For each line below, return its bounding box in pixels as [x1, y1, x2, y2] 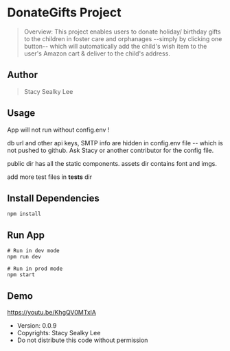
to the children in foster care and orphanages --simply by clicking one [23, 34, 222, 43]
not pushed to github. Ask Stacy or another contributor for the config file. [7, 146, 214, 154]
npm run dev [7, 254, 41, 261]
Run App [7, 229, 45, 241]
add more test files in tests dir [7, 173, 93, 181]
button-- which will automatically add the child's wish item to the [23, 42, 207, 50]
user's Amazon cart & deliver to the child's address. [23, 49, 170, 58]
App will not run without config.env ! [7, 125, 110, 134]
